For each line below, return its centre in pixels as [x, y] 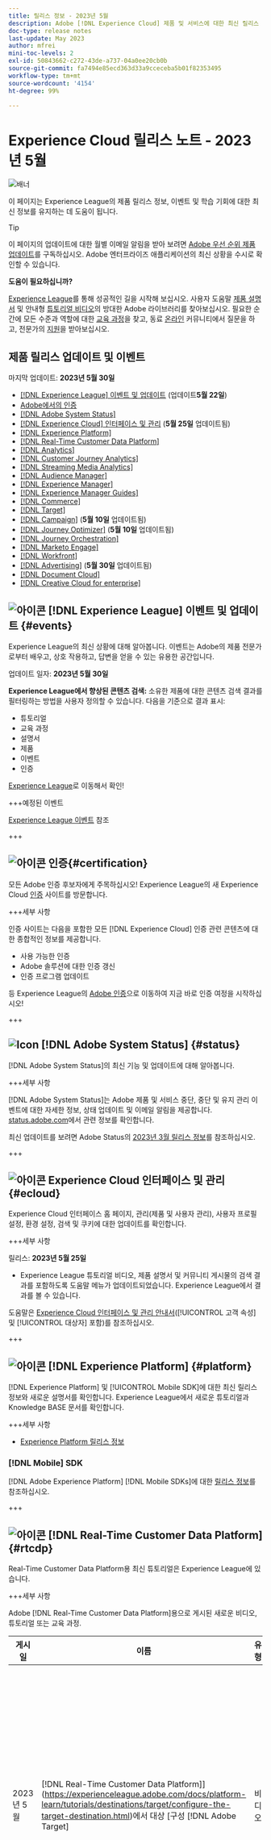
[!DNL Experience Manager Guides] [79, 493]
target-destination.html [86, 1816]
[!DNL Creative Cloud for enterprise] [80, 583]
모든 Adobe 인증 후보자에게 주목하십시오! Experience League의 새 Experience [133, 884]
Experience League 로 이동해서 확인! [67, 785]
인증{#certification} [98, 864]
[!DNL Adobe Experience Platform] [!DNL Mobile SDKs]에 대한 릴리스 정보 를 [132, 1482]
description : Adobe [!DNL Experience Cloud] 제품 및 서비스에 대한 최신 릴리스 [134, 23]
